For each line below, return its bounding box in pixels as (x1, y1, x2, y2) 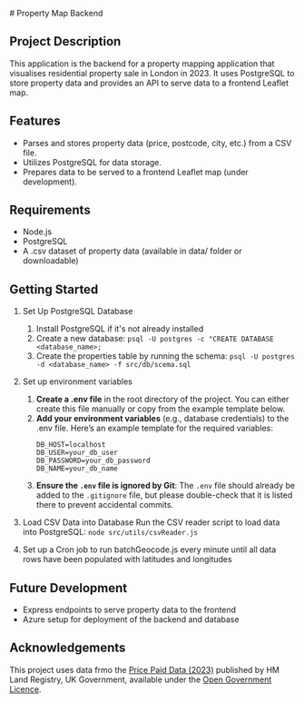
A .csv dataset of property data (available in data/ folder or (22, 245, 242, 257)
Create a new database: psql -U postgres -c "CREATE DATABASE (35, 333, 274, 344)
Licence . (9, 683, 42, 694)
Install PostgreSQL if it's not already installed (35, 323, 204, 334)
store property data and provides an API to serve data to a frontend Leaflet (9, 77, 289, 88)
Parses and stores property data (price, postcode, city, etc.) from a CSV (22, 137, 292, 148)
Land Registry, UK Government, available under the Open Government (9, 674, 272, 685)
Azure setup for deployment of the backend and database (22, 614, 240, 625)
